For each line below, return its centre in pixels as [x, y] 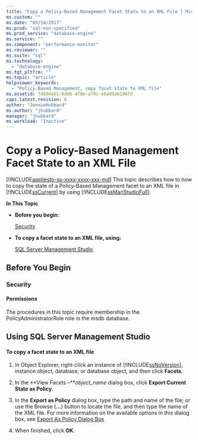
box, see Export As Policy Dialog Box [59, 419]
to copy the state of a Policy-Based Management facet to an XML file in [93, 186]
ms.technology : [25, 61]
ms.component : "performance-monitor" [52, 45]
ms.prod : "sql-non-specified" [43, 28]
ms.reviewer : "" [26, 50]
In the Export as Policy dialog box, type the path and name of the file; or [102, 400]
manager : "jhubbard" [32, 116]
